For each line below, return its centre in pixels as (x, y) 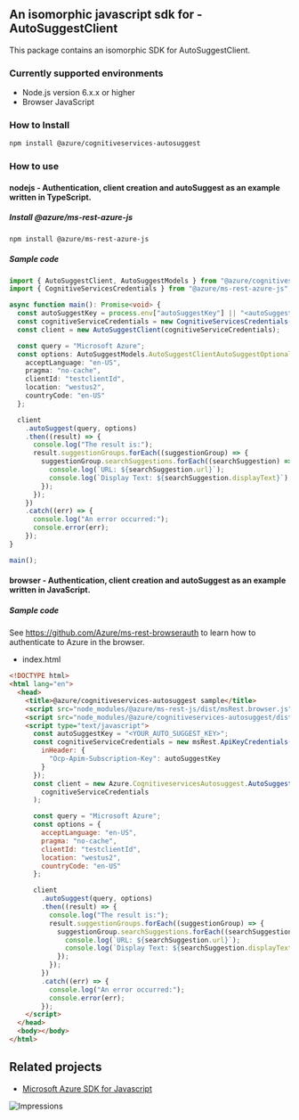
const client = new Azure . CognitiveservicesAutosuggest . (141, 783)
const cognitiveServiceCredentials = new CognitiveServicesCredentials (153, 322)
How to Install (39, 126)
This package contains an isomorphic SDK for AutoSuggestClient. (130, 50)
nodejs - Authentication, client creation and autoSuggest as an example (145, 187)
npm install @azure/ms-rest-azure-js (79, 239)
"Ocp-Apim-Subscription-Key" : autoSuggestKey (134, 759)
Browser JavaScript (58, 102)
